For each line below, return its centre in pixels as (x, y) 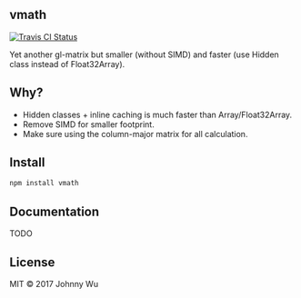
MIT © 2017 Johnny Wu (54, 283)
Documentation (55, 211)
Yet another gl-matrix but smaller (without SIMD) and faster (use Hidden (144, 55)
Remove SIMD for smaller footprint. (88, 124)
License (32, 262)
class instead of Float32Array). (67, 64)
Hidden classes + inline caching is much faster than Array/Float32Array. (157, 114)
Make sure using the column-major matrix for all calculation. (135, 134)
